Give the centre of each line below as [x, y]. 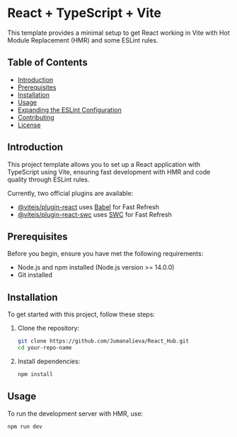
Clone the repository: [48, 328]
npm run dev [25, 426]
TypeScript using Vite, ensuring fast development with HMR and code [109, 172]
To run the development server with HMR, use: [75, 414]
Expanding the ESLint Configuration [70, 110]
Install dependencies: [49, 361]
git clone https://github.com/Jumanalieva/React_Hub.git [103, 341]
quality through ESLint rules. [48, 179]
